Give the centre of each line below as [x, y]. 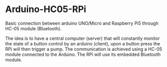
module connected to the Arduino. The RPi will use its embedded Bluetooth [83, 54]
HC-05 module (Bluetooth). [33, 28]
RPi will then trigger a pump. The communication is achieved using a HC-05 [84, 49]
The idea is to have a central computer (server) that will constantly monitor [82, 38]
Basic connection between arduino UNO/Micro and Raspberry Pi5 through [82, 23]
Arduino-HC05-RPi [46, 9]
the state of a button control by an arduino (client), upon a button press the [83, 43]
